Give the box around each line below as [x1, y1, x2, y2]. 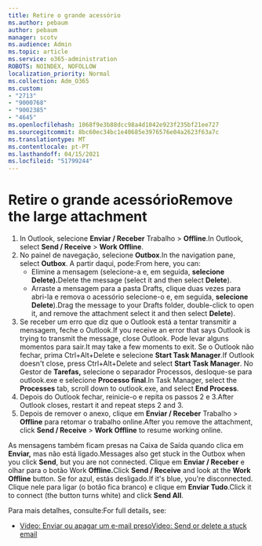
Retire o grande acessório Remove [8, 191, 233, 209]
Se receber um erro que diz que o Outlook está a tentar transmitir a [19, 317, 237, 326]
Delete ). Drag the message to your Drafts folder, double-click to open [31, 300, 255, 310]
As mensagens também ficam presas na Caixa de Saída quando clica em [8, 441, 244, 450]
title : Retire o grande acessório [8, 11, 122, 20]
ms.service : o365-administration [8, 56, 118, 64]
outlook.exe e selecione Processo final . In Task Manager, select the [19, 376, 238, 385]
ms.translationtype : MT [8, 135, 86, 144]
